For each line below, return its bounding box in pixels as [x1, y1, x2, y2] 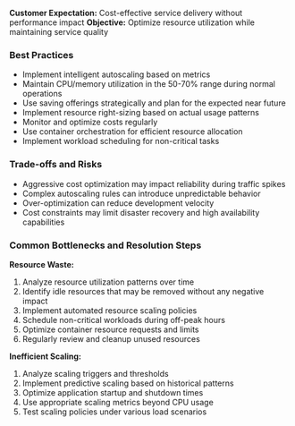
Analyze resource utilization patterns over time [21, 277, 195, 287]
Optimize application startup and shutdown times [21, 387, 204, 397]
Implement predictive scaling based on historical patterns [21, 378, 234, 388]
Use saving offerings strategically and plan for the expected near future [21, 98, 286, 108]
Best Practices [9, 48, 74, 61]
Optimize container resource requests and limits [21, 324, 199, 335]
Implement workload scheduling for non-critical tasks [21, 136, 220, 147]
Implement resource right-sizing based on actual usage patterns [21, 107, 259, 118]
